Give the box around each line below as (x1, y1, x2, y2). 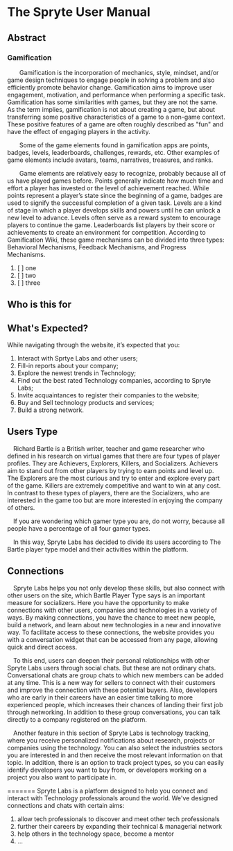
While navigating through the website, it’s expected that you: (7, 341, 180, 349)
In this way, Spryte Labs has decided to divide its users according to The (13, 538, 221, 546)
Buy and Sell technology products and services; (17, 399, 155, 407)
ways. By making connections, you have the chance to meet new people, (7, 613, 216, 622)
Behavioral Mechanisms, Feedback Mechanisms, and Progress (7, 242, 187, 251)
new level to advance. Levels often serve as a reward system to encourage (7, 213, 221, 222)
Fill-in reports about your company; (17, 362, 119, 370)
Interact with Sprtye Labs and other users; (17, 354, 138, 363)
